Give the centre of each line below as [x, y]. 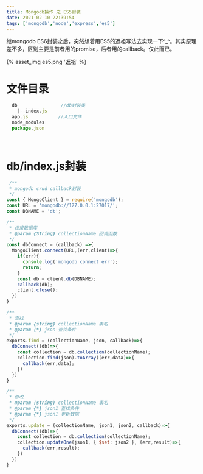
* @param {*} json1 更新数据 [44, 414]
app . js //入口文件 [47, 117]
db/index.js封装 [46, 166]
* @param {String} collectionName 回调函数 [63, 233]
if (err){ [28, 256]
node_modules [28, 122]
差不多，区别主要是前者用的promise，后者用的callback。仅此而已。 [91, 49]
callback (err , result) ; [51, 448]
